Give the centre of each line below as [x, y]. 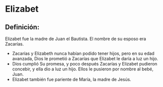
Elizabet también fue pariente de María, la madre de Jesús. [71, 79]
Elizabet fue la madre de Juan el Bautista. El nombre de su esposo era [76, 39]
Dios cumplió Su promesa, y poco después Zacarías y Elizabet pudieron [85, 64]
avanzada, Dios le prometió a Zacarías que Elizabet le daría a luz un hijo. [85, 59]
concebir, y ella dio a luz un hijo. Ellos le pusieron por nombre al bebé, [83, 69]
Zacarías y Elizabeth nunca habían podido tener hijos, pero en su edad [83, 53]
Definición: [22, 27]
